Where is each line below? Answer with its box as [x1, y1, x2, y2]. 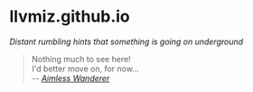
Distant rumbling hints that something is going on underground [9, 36, 244, 47]
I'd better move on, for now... [31, 63, 140, 74]
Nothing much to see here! [31, 53, 131, 64]
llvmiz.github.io [9, 6, 131, 27]
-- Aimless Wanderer [31, 72, 110, 83]
